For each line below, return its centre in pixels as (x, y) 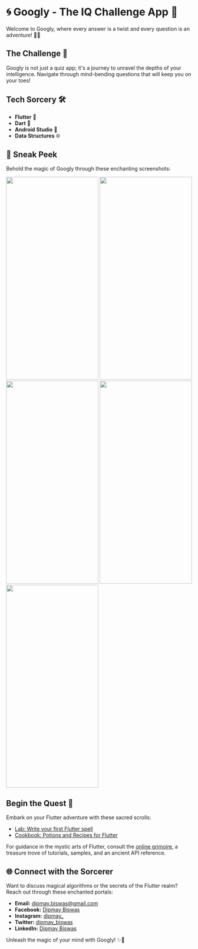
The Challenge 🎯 (37, 53)
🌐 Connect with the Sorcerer (60, 871)
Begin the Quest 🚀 (40, 803)
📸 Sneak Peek (32, 154)
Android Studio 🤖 (36, 129)
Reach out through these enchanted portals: (60, 892)
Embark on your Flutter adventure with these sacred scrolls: (79, 817)
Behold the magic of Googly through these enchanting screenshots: (88, 169)
